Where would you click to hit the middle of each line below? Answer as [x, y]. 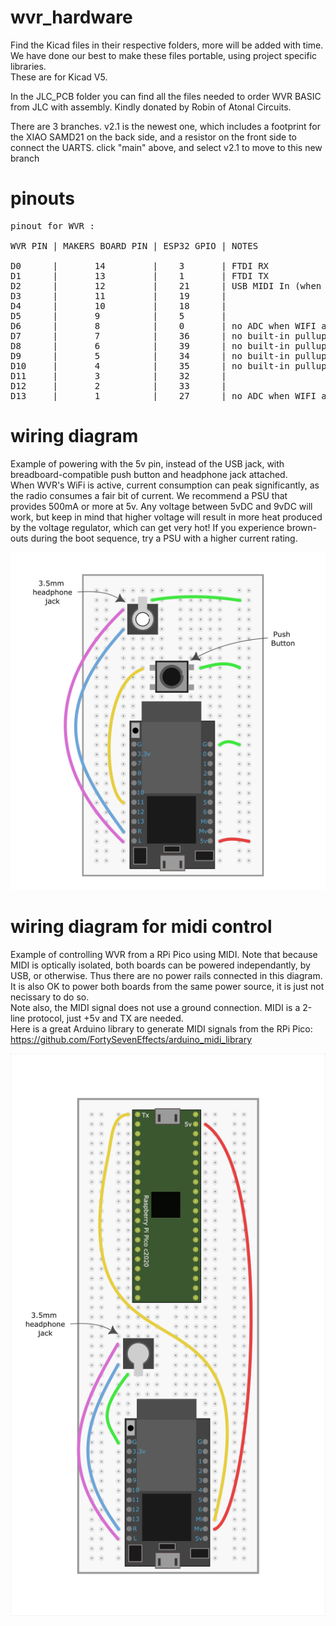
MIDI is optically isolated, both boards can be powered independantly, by [160, 965]
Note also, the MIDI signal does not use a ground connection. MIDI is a [155, 1007]
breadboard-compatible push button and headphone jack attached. [149, 474]
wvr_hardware [71, 17]
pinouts [43, 198]
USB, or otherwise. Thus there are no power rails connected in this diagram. [166, 975]
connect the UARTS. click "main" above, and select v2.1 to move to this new [166, 147]
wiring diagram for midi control [141, 927]
